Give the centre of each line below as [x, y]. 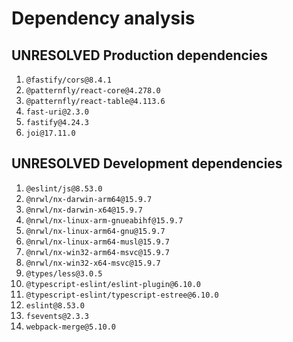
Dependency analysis [103, 18]
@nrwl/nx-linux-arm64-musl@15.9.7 [97, 242]
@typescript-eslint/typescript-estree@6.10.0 [122, 295]
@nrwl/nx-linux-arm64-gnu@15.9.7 [95, 231]
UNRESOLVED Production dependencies [139, 55]
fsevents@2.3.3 [57, 316]
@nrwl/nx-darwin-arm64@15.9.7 [89, 199]
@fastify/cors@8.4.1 [68, 80]
